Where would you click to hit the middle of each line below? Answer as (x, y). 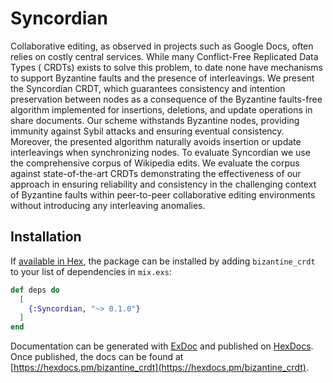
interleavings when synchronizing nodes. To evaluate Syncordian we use (160, 152)
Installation (46, 237)
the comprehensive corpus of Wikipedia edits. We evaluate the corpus (155, 163)
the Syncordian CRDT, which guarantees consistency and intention (148, 88)
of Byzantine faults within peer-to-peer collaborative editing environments (163, 194)
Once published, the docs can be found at (97, 357)
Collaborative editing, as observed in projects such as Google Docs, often (162, 46)
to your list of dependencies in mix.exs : (91, 271)
